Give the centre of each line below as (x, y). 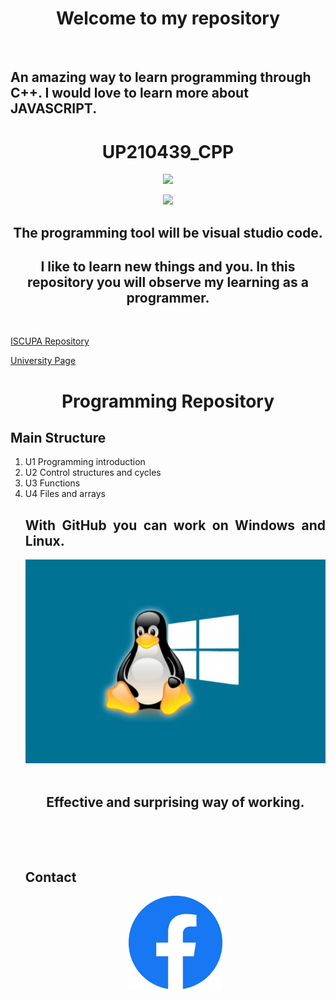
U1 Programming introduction (85, 462)
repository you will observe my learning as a (168, 282)
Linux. (44, 540)
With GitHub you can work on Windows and (175, 525)
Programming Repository (168, 401)
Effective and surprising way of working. (175, 802)
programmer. (168, 298)
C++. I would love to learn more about (129, 93)
